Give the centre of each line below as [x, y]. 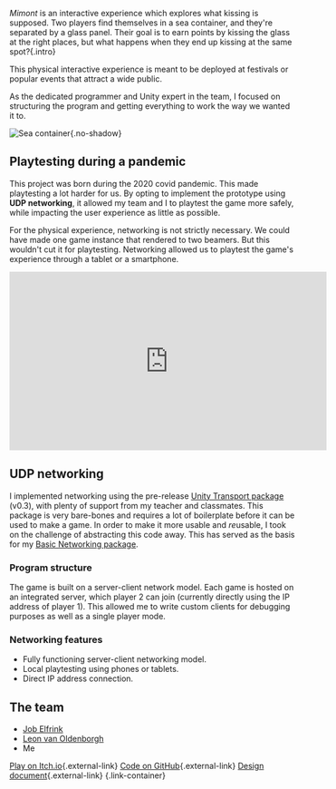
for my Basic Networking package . [74, 544]
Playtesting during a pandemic [98, 162]
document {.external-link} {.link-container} [87, 775]
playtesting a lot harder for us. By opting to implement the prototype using [148, 193]
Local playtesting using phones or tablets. [101, 669]
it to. [18, 116]
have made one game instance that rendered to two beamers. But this [139, 239]
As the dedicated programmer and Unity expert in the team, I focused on [145, 96]
